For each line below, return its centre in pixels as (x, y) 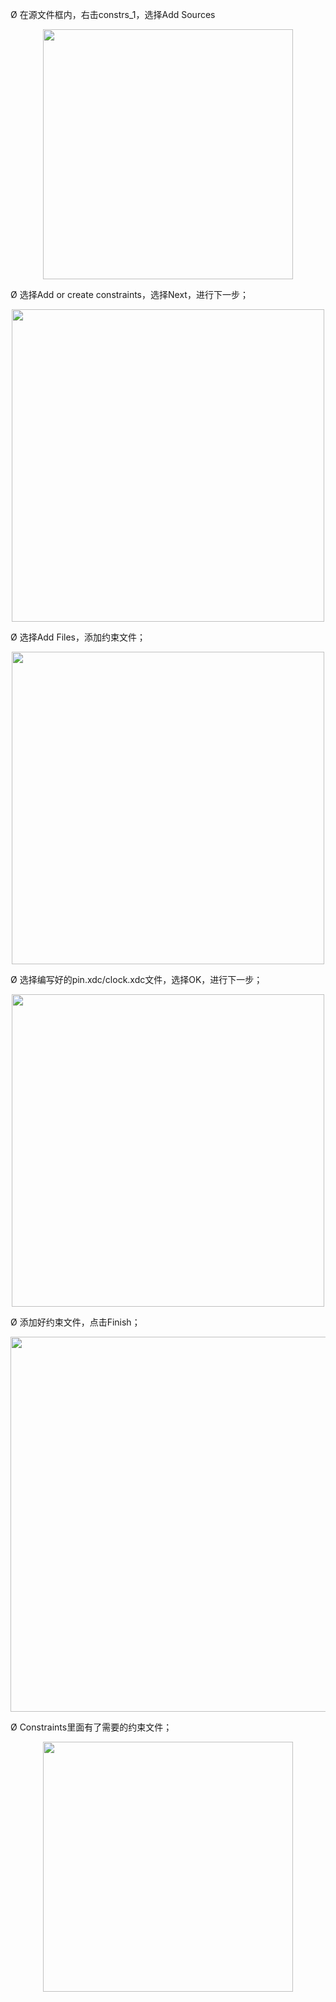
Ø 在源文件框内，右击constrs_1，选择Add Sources (113, 14)
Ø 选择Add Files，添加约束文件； (78, 637)
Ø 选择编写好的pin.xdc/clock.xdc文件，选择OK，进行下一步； (136, 979)
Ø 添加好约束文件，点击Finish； (75, 1322)
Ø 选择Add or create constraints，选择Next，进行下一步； (129, 294)
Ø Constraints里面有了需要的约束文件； (91, 1727)
